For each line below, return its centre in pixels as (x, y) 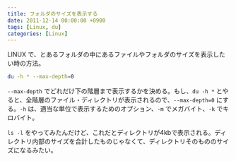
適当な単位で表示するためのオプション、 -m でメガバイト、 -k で (131, 109)
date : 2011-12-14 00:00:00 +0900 (57, 20)
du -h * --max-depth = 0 (41, 77)
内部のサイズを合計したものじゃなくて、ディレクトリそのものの (124, 141)
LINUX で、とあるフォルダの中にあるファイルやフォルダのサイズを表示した (117, 54)
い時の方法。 (26, 64)
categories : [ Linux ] (38, 34)
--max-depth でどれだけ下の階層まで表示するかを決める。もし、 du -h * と (115, 91)
